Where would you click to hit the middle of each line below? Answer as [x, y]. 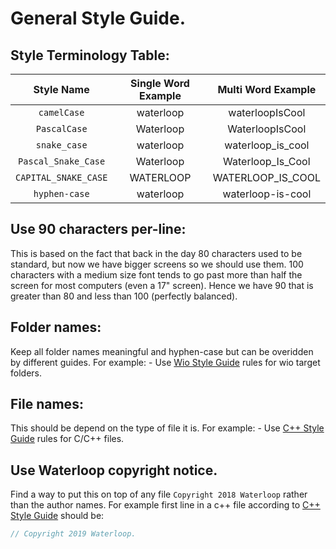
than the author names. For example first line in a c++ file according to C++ [165, 505]
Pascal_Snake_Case [62, 161]
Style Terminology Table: [90, 55]
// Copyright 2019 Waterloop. [73, 534]
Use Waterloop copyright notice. [114, 470]
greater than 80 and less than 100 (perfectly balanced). [124, 296]
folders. [26, 373]
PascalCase [61, 128]
